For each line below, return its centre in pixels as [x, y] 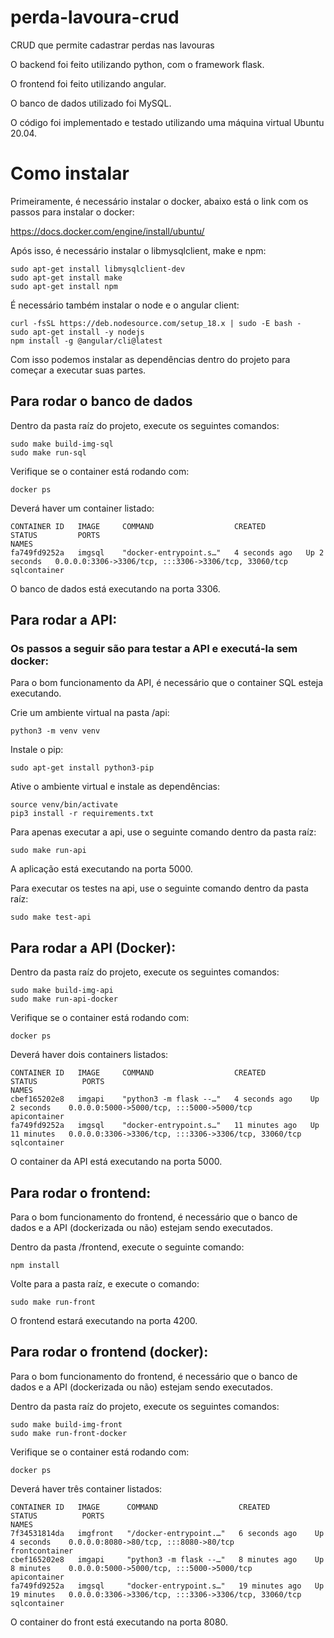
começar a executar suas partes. [78, 370]
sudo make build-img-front [66, 1424]
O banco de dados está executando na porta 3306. [115, 588]
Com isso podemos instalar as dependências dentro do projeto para [150, 359]
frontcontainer [42, 1551]
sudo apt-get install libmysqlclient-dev [98, 269]
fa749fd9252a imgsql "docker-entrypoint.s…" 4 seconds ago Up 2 [167, 552]
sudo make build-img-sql [62, 444]
